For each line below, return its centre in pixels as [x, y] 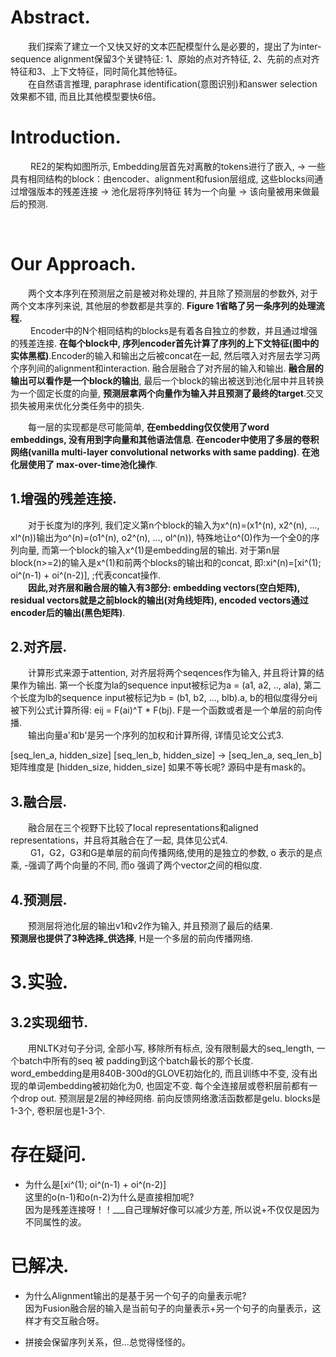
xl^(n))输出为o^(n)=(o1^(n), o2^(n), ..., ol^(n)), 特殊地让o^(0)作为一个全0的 [161, 537]
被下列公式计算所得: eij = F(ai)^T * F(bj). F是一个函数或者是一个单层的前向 [162, 710]
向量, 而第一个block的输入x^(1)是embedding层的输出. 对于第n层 [149, 550]
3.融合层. [39, 801]
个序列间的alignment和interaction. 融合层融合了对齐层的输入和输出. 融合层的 [167, 368]
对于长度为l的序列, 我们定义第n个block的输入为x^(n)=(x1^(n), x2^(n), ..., [174, 525]
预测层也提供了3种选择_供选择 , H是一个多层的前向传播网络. [132, 938]
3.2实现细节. [49, 1022]
